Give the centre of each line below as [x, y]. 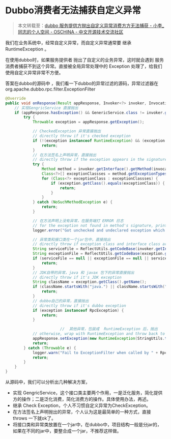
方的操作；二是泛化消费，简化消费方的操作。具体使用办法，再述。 [82, 399]
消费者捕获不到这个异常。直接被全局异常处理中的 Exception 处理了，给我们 [84, 66]
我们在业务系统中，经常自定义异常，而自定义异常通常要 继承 [68, 42]
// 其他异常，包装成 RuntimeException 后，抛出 [109, 329]
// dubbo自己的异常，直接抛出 [61, 301]
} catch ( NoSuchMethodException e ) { [73, 202]
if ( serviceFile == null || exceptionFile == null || [91, 258]
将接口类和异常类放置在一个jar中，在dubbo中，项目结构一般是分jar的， [87, 425]
